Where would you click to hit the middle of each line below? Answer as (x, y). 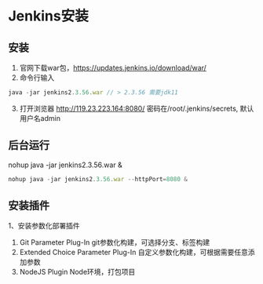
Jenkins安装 (48, 16)
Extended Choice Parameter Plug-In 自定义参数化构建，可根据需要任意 (134, 253)
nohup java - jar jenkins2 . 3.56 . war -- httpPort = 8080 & (98, 179)
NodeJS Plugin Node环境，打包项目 (77, 272)
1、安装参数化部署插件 (44, 226)
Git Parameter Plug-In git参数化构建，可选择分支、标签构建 (115, 242)
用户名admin (40, 118)
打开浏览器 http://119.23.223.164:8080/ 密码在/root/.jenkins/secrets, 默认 (137, 108)
